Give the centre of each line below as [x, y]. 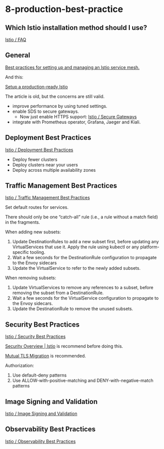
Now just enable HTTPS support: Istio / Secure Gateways [78, 116]
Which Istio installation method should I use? [76, 28]
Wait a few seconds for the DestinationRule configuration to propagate [84, 258]
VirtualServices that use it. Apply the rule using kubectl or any [76, 247]
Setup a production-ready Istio [37, 86]
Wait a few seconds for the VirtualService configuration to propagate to [85, 298]
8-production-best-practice [64, 9]
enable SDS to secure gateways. [46, 111]
